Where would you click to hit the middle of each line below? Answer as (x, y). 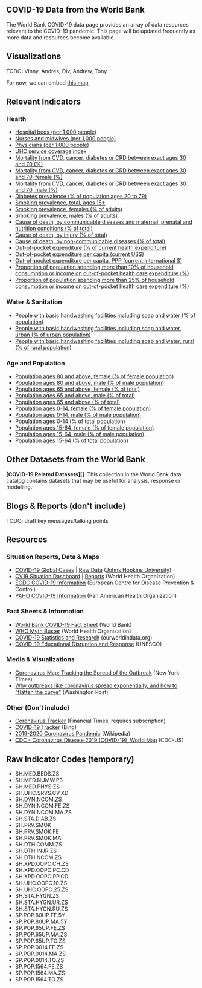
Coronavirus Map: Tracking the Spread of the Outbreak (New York (97, 672)
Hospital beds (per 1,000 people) (56, 132)
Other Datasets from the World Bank (76, 460)
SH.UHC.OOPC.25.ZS (42, 889)
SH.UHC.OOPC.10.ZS (41, 883)
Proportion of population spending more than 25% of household (95, 280)
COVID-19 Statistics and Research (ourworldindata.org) (84, 637)
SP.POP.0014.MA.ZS (40, 954)
